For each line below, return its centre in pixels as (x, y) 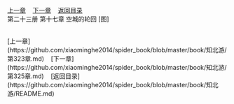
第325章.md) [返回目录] (44, 76)
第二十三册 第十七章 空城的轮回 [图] (58, 19)
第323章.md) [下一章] (41, 59)
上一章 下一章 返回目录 (45, 10)
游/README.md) (31, 94)
